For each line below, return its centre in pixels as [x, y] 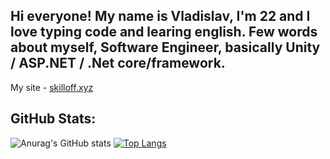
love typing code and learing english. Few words [164, 32]
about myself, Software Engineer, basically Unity [165, 47]
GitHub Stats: [53, 119]
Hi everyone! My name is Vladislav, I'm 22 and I [160, 16]
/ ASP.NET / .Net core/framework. [118, 63]
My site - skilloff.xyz [52, 87]
